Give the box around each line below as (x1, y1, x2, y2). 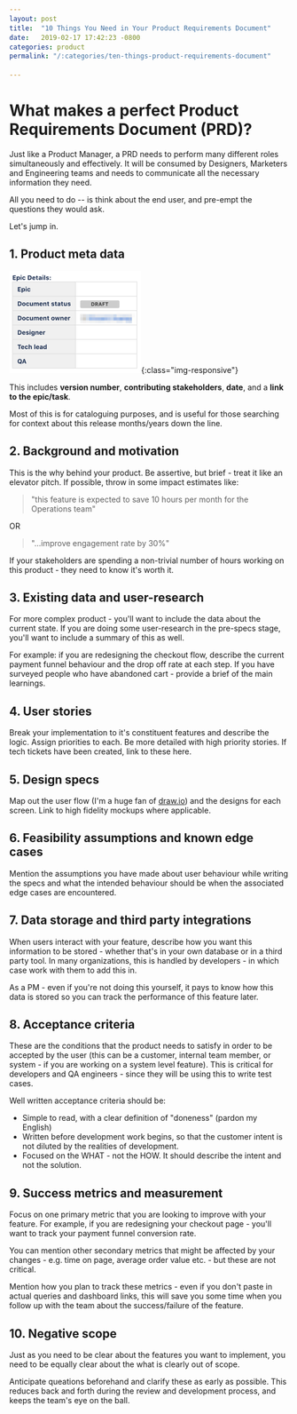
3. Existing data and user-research (9, 590, 205, 605)
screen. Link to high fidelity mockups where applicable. (9, 805, 211, 815)
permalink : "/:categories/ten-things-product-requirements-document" (9, 52, 272, 61)
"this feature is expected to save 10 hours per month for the (30, 494, 249, 504)
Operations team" (30, 503, 96, 514)
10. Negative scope (9, 1326, 117, 1341)
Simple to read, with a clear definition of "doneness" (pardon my (21, 1113, 258, 1124)
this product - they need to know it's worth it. (9, 564, 175, 575)
